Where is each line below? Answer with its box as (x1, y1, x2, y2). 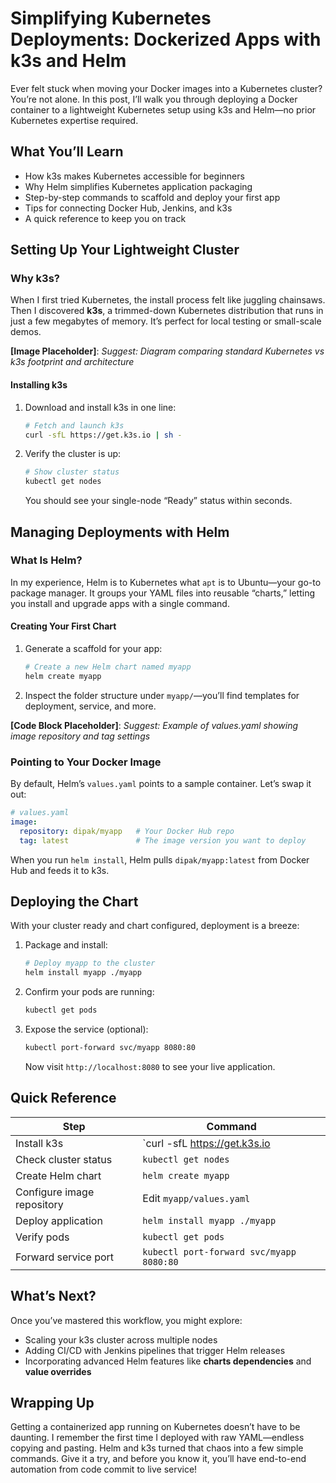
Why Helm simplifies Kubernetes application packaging (24, 180, 253, 192)
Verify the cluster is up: (24, 448, 122, 460)
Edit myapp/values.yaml (142, 1191, 251, 1205)
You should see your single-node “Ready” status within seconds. (24, 495, 293, 507)
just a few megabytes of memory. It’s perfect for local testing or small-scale (10, 315, 322, 327)
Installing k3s (10, 379, 68, 391)
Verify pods (15, 1230, 70, 1244)
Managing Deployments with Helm (10, 523, 230, 541)
